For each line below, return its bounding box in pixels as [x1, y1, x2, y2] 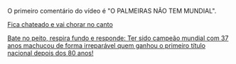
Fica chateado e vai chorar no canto [7, 20, 114, 28]
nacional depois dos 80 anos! [7, 49, 94, 57]
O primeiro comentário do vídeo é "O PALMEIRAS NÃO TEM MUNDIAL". [7, 7, 217, 15]
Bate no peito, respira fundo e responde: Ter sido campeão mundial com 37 [7, 34, 229, 42]
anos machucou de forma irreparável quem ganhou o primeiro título [7, 41, 206, 49]
